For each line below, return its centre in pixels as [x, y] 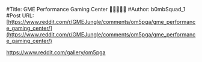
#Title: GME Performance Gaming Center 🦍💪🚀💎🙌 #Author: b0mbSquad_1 [96, 9]
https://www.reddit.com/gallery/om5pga [56, 52]
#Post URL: [20, 15]
